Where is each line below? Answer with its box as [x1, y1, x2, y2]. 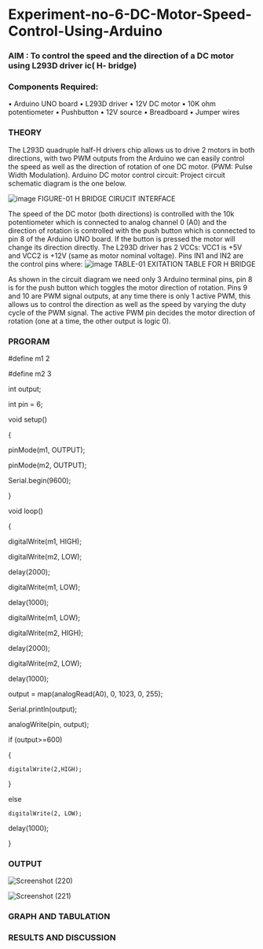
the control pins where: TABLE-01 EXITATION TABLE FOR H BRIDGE [8, 259, 256, 268]
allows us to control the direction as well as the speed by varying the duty [8, 299, 247, 308]
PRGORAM [8, 336, 50, 347]
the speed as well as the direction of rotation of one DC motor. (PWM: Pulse [8, 161, 253, 171]
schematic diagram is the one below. [8, 179, 127, 188]
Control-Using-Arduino [8, 22, 163, 40]
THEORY [8, 127, 42, 138]
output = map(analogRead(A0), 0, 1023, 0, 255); [8, 689, 163, 698]
